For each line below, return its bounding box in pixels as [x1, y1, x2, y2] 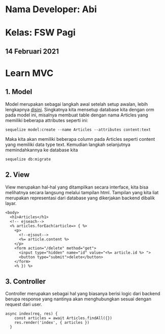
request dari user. [5, 301, 42, 308]
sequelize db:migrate [5, 157, 51, 162]
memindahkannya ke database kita [5, 146, 78, 153]
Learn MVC [5, 67, 54, 79]
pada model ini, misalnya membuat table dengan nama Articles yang [5, 112, 148, 118]
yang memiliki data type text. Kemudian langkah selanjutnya [5, 141, 130, 147]
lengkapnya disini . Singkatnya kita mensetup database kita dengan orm [5, 106, 155, 112]
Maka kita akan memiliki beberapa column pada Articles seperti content [5, 136, 155, 142]
